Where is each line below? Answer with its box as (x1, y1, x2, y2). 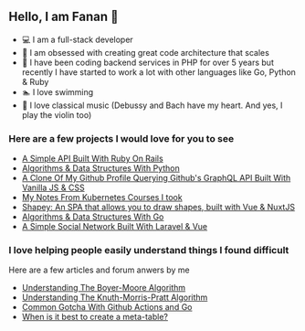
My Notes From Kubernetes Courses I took (21, 192, 184, 203)
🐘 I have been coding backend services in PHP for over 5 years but (21, 57, 275, 68)
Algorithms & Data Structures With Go (21, 211, 164, 222)
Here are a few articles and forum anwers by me (8, 264, 190, 275)
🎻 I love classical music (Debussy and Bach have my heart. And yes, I (21, 100, 283, 111)
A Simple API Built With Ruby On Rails (21, 153, 163, 165)
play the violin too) (21, 109, 92, 120)
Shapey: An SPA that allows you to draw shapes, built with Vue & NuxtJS (21, 202, 296, 213)
